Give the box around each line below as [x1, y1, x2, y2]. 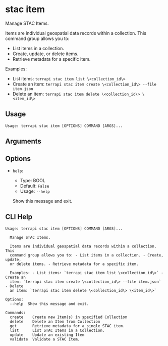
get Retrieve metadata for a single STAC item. [10, 323, 125, 328]
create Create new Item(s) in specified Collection [10, 315, 128, 320]
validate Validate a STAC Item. [10, 336, 80, 342]
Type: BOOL [20, 177, 45, 183]
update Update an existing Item [10, 332, 85, 337]
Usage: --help [20, 188, 50, 194]
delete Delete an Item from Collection [10, 319, 100, 324]
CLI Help [5, 212, 33, 221]
